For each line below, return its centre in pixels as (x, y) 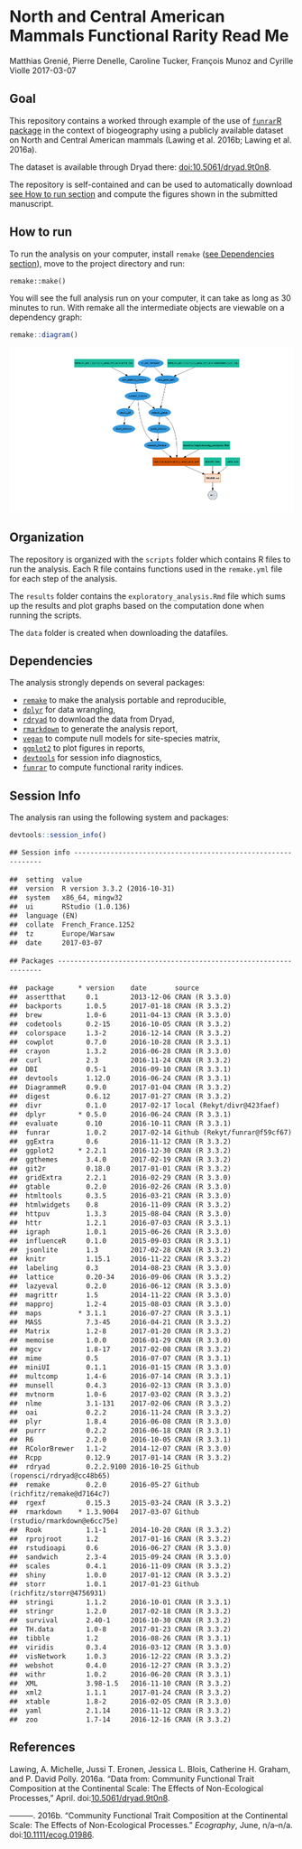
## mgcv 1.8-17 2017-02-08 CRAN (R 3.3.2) (120, 1349)
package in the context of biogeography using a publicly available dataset (146, 130)
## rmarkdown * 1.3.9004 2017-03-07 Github (105, 1512)
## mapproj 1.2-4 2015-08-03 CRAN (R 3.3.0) (120, 1304)
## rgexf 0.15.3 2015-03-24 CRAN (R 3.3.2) (120, 1503)
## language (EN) (44, 916)
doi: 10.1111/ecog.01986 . (52, 1835)
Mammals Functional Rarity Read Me (149, 36)
